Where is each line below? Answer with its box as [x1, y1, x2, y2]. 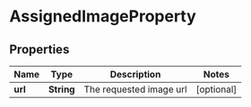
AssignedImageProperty [9, 6, 197, 27]
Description [109, 69, 161, 80]
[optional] [195, 83, 238, 95]
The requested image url [83, 83, 187, 95]
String [48, 83, 75, 95]
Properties [9, 42, 70, 57]
